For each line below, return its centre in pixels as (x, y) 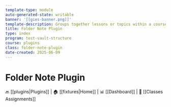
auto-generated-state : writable (39, 15)
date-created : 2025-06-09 (33, 52)
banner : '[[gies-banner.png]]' (38, 19)
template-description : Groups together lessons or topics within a (78, 24)
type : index (18, 33)
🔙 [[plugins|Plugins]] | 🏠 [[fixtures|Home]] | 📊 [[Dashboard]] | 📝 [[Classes (84, 92)
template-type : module (29, 10)
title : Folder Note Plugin (34, 29)
